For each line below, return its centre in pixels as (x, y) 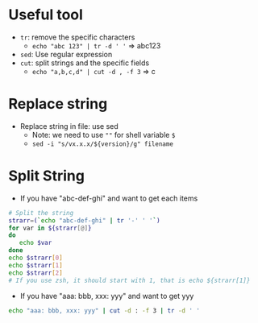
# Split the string (41, 213)
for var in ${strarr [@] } (50, 228)
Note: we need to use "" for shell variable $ (104, 135)
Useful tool (46, 15)
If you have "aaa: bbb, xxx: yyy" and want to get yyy (107, 296)
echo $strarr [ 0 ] (35, 258)
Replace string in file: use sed (69, 126)
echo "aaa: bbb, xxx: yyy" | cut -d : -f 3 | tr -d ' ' (104, 311)
